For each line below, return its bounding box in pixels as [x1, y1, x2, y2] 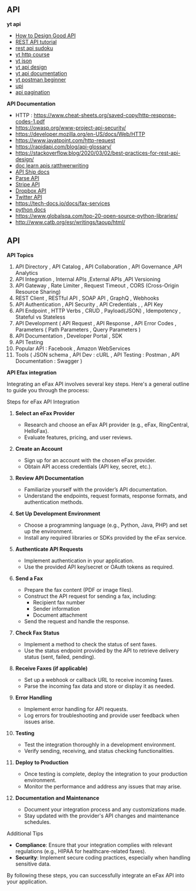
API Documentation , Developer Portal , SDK [15, 332, 123, 339]
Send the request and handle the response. [24, 617, 130, 624]
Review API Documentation [15, 474, 84, 482]
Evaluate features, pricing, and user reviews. [24, 434, 133, 441]
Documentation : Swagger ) [15, 357, 83, 364]
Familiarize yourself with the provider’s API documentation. [24, 486, 168, 493]
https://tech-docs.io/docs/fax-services [15, 200, 110, 207]
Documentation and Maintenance [15, 794, 100, 802]
